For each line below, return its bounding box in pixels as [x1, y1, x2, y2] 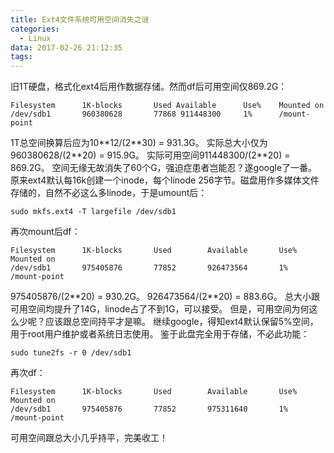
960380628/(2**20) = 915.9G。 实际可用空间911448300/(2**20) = [10, 149, 291, 161]
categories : [10, 24, 60, 34]
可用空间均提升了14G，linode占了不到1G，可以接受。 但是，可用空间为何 [10, 303, 310, 315]
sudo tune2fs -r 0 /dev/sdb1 [10, 348, 132, 358]
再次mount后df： [10, 226, 81, 238]
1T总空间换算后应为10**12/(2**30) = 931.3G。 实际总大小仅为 [10, 137, 268, 149]
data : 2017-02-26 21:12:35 [10, 42, 123, 53]
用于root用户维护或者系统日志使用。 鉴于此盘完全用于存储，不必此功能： [10, 328, 310, 340]
